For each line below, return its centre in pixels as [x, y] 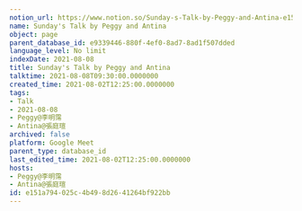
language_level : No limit [58, 51]
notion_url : [31, 18]
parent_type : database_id [58, 151]
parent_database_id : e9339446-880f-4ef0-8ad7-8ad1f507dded [122, 43]
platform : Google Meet [52, 143]
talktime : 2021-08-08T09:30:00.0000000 [84, 76]
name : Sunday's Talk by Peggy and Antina [88, 26]
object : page [34, 34]
